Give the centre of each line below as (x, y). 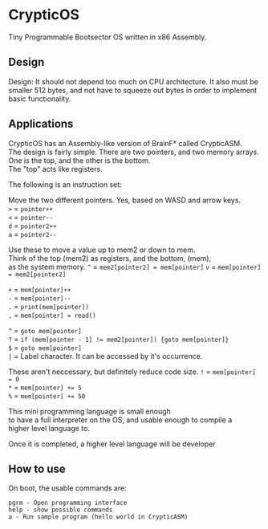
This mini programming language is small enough (89, 411)
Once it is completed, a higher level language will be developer (112, 444)
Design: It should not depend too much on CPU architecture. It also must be (133, 81)
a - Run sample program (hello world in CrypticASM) (98, 517)
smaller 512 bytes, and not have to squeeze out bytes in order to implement (132, 90)
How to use (37, 468)
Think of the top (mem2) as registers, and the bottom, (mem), (110, 258)
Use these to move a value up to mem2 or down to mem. (102, 250)
